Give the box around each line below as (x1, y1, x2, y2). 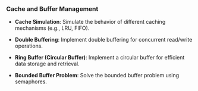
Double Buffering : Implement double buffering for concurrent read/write (14, 36, 193, 43)
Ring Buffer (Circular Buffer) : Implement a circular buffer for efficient (14, 54, 185, 61)
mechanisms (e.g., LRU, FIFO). (14, 24, 90, 32)
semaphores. (14, 78, 48, 85)
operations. (14, 42, 43, 49)
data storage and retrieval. (14, 60, 80, 67)
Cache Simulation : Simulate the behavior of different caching (14, 18, 166, 26)
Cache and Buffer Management (6, 5, 99, 13)
